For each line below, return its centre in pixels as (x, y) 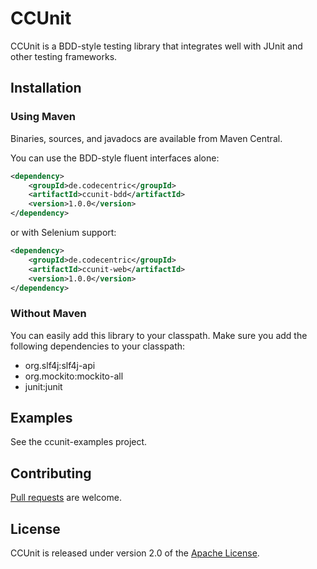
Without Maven (48, 314)
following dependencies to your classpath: (98, 346)
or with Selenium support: (63, 232)
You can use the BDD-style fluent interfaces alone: (115, 158)
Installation (46, 88)
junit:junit (43, 386)
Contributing (51, 473)
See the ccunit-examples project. (79, 442)
